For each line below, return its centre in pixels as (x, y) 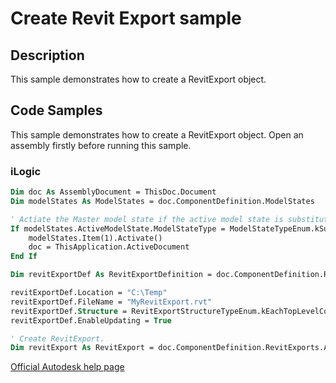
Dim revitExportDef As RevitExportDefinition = (111, 275)
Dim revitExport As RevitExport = (82, 348)
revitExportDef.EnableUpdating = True (91, 320)
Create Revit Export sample (126, 18)
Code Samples (56, 110)
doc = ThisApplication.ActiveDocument (109, 247)
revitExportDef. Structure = (69, 311)
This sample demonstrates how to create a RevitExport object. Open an (157, 134)
